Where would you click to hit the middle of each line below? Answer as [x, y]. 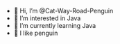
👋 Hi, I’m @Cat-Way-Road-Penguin [63, 11]
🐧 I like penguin [36, 33]
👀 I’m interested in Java [47, 18]
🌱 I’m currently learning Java [55, 25]
